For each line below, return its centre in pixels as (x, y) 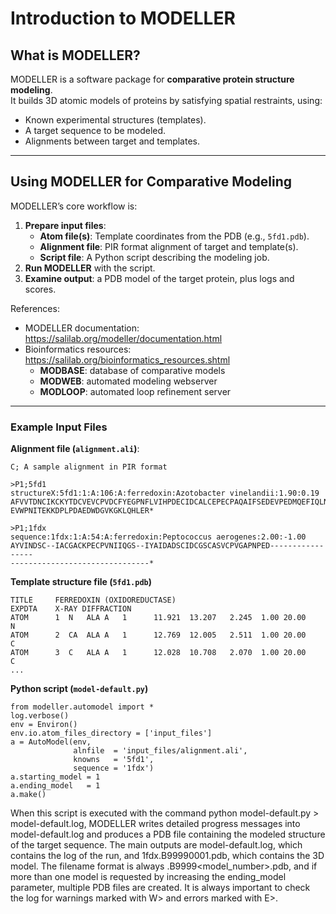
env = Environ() (44, 725)
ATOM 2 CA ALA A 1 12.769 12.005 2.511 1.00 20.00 (158, 635)
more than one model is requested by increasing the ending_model (148, 877)
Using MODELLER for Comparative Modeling (151, 182)
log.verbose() (40, 716)
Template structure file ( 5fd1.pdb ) (81, 582)
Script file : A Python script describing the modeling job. (154, 257)
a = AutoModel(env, (51, 742)
